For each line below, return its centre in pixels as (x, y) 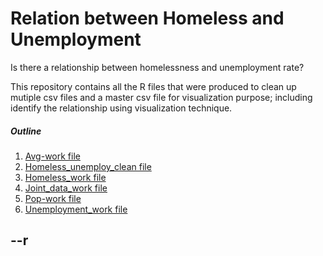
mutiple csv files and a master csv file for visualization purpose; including (161, 97)
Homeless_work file (65, 177)
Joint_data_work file (66, 188)
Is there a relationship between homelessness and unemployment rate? (157, 67)
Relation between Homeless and (147, 18)
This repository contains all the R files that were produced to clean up (153, 86)
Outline (26, 131)
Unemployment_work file (76, 209)
